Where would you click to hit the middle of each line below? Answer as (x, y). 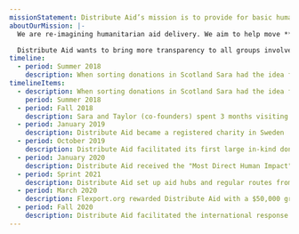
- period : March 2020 (57, 191)
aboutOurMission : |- (48, 26)
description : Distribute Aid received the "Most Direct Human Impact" (159, 165)
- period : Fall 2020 (55, 207)
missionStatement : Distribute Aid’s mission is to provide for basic (141, 17)
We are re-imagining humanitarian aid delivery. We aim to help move (149, 34)
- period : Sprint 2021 (59, 174)
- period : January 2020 (61, 157)
